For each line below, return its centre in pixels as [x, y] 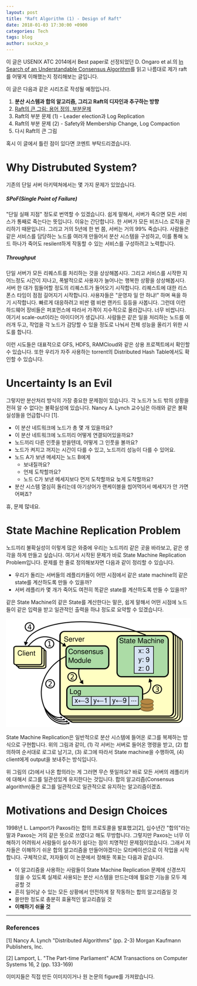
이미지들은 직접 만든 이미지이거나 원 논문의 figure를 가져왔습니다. [81, 977]
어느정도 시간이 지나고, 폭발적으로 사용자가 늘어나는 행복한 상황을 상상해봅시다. [96, 280]
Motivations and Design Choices [87, 810]
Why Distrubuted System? [72, 168]
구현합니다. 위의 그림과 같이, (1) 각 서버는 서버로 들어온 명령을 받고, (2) [102, 745]
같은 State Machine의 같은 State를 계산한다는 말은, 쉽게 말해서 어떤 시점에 [91, 602]
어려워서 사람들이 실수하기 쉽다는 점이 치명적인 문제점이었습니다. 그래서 [103, 842]
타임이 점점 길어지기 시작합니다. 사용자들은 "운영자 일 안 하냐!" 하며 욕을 [99, 295]
